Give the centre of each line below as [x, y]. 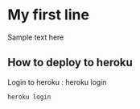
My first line [49, 15]
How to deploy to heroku [70, 63]
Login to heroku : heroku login [57, 82]
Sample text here [36, 37]
